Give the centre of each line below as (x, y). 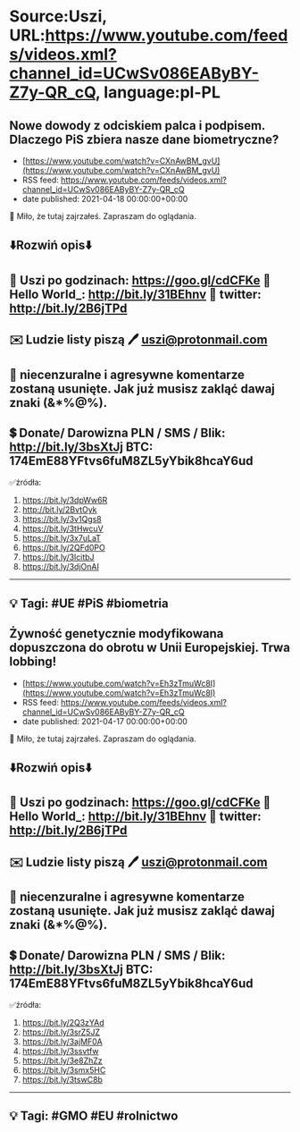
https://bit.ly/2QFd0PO (63, 548)
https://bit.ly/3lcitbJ (58, 557)
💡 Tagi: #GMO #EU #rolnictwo (94, 1116)
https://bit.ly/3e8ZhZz (62, 1060)
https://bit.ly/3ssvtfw (61, 1051)
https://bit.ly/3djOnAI (61, 567)
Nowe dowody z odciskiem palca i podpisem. (137, 126)
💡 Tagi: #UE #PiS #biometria (89, 603)
